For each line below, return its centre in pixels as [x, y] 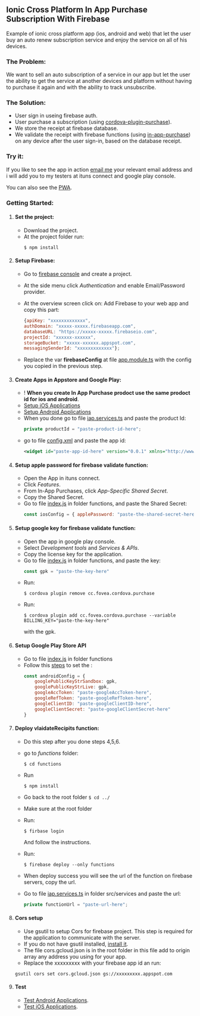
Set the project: [35, 217]
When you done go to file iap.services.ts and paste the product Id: [105, 418]
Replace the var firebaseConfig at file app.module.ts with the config [107, 360]
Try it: [15, 156]
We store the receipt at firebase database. [66, 128]
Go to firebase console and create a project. [78, 274]
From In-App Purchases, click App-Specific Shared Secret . [96, 491]
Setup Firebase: [35, 261]
